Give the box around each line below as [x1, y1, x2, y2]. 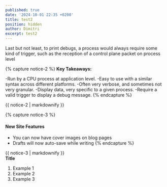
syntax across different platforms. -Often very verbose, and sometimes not [5, 81, 162, 87]
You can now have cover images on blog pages [12, 135, 112, 141]
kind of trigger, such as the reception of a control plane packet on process [5, 50, 161, 57]
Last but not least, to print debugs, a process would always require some [5, 45, 158, 51]
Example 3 [12, 176, 35, 182]
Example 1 [12, 165, 34, 171]
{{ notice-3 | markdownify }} [5, 150, 64, 156]
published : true [5, 7, 40, 13]
